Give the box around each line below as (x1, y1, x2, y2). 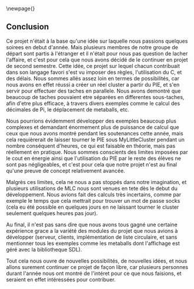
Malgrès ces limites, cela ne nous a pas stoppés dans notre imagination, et (6, 178, 187, 185)
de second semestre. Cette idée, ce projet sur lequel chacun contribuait (6, 62, 180, 69)
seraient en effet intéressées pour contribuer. (6, 276, 116, 283)
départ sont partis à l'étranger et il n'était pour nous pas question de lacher (6, 50, 188, 57)
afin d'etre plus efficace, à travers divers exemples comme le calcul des (6, 100, 180, 107)
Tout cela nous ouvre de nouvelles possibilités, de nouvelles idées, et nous (6, 257, 188, 264)
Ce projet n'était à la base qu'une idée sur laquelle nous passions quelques (6, 38, 188, 45)
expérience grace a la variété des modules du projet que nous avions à (6, 227, 178, 234)
